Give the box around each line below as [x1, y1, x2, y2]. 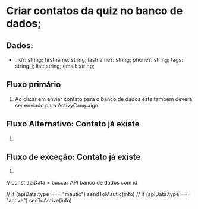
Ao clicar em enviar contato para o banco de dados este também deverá [14, 95, 193, 102]
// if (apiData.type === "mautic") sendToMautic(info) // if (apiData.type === [6, 191, 191, 198]
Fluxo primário [6, 80, 61, 90]
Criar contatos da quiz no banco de [6, 4, 183, 18]
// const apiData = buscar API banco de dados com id [6, 179, 138, 186]
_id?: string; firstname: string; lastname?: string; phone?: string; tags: [14, 56, 183, 63]
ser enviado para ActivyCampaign [14, 102, 98, 109]
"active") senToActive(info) [6, 197, 73, 204]
